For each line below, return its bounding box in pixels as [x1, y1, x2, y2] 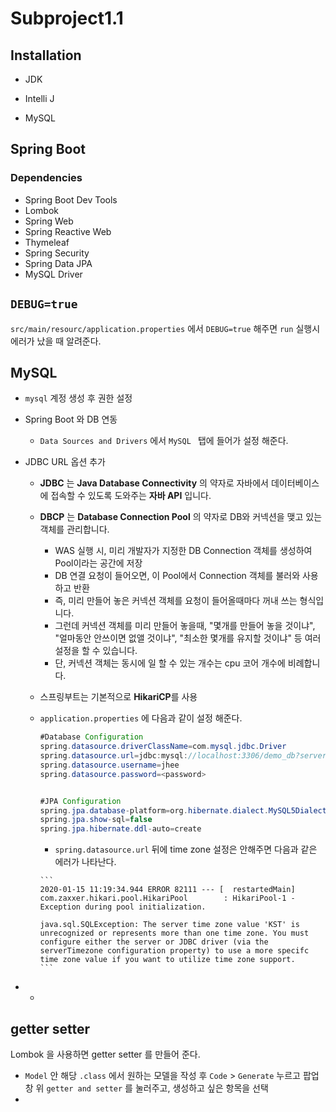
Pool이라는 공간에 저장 [54, 557, 143, 569]
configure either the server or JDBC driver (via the [39, 937, 269, 947]
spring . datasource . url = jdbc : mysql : [39, 751, 188, 761]
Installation [10, 47, 82, 64]
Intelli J [24, 93, 55, 104]
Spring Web [24, 215, 74, 227]
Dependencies [10, 171, 83, 185]
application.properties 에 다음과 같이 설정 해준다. [39, 712, 243, 724]
